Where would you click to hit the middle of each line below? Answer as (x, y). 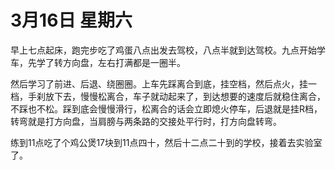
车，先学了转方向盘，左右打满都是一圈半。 (98, 62)
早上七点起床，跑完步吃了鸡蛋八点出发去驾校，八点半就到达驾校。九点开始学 (168, 50)
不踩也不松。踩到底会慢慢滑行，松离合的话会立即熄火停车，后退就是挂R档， (166, 108)
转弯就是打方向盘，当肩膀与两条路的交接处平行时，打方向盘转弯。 (146, 121)
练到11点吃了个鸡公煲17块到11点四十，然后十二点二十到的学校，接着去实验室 (166, 142)
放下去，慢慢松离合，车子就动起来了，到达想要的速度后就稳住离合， (185, 96)
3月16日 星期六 (71, 20)
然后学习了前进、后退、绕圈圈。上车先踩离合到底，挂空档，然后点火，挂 (159, 83)
